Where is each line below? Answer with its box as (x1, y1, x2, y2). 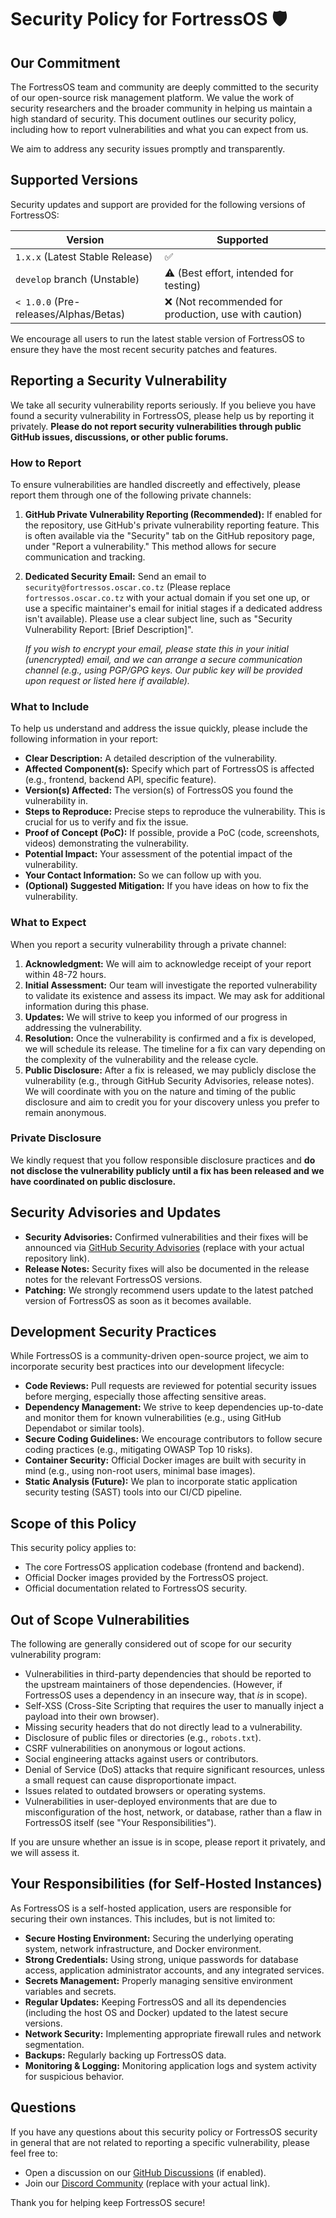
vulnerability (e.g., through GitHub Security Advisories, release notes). (24, 1074, 315, 1086)
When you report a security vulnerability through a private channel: (10, 938, 287, 950)
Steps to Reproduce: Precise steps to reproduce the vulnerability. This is (24, 806, 326, 818)
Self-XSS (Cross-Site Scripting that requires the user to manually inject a (24, 1700, 325, 1712)
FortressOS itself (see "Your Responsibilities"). (24, 1817, 217, 1829)
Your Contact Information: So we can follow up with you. (24, 869, 262, 881)
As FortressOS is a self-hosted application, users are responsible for (10, 1902, 292, 1914)
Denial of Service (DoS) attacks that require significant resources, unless (24, 1764, 325, 1776)
